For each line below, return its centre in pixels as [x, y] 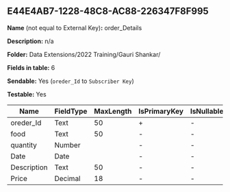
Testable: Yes [27, 94]
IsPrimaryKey [161, 111]
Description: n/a [30, 41]
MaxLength [113, 111]
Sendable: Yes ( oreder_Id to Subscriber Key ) [71, 81]
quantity [24, 145]
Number [67, 145]
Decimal [67, 178]
